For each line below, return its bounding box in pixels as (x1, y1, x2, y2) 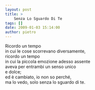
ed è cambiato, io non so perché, (5, 74, 72, 80)
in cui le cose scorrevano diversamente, (5, 48, 86, 54)
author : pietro (5, 30, 36, 35)
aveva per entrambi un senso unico (5, 64, 76, 70)
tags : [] (5, 20, 23, 26)
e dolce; (5, 69, 22, 74)
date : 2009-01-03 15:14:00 (5, 25, 60, 30)
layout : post (5, 7, 32, 12)
